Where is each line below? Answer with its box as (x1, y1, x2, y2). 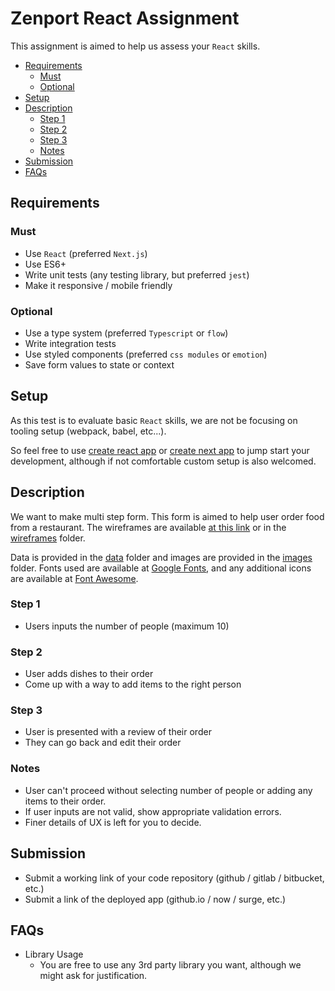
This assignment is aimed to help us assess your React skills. (10, 40, 261, 52)
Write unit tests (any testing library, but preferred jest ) (24, 268, 250, 281)
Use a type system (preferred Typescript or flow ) (24, 327, 229, 339)
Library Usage (24, 948, 84, 961)
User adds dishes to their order (24, 668, 154, 680)
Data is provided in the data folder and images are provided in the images (10, 551, 313, 563)
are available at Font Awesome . (10, 572, 139, 584)
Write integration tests (24, 337, 117, 349)
